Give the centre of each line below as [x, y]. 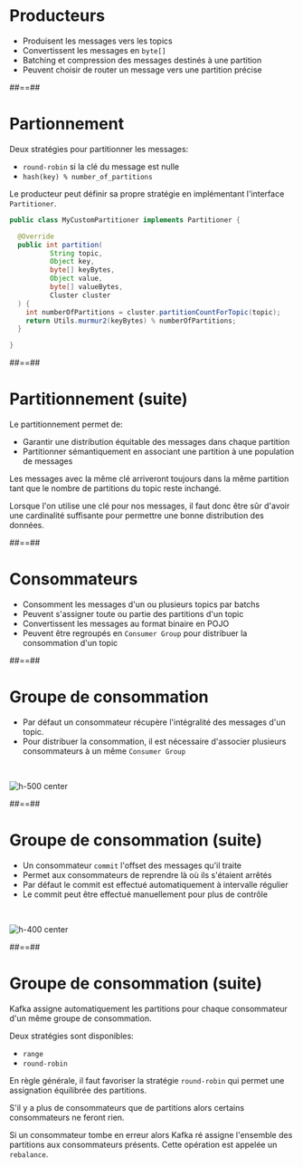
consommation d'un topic [70, 643]
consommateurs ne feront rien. [67, 1117]
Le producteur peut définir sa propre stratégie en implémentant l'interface [147, 193]
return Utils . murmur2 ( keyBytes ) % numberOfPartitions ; [131, 321]
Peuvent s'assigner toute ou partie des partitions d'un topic [133, 614]
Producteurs [57, 16]
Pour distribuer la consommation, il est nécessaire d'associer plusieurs [154, 741]
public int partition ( [60, 245]
